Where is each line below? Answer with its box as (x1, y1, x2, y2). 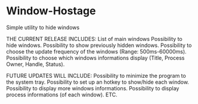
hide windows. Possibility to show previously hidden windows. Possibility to (6, 42, 192, 49)
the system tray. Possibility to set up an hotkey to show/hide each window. (6, 78, 190, 86)
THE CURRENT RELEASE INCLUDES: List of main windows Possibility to (6, 35, 183, 42)
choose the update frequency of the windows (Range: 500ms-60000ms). (6, 48, 187, 55)
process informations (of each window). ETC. (6, 91, 117, 98)
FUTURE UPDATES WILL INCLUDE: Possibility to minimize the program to (6, 72, 186, 79)
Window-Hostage (6, 4, 97, 18)
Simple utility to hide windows (6, 24, 80, 31)
